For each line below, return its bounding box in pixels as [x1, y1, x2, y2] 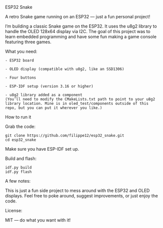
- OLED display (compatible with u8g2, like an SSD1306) [5, 66, 125, 71]
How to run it [5, 114, 32, 120]
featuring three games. [5, 39, 52, 45]
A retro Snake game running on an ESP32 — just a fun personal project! [5, 14, 150, 19]
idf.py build [5, 165, 32, 170]
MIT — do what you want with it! [5, 217, 71, 223]
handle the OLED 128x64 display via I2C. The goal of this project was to [5, 29, 151, 34]
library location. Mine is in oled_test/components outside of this [5, 101, 149, 106]
